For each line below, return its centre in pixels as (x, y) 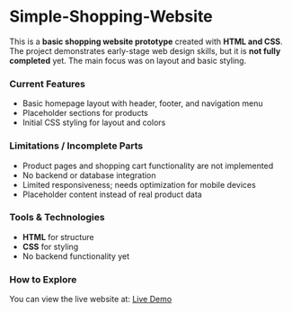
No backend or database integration (89, 175)
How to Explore (43, 279)
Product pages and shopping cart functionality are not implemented (148, 165)
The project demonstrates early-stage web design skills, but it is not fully (145, 50)
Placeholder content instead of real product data (112, 194)
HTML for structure (58, 237)
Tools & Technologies (57, 218)
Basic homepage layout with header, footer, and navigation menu (142, 103)
